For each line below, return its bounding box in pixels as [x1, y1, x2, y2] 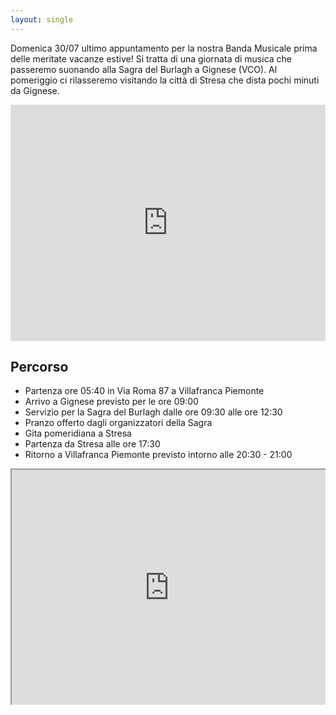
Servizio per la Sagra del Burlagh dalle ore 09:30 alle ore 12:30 [24, 406, 283, 418]
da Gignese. [10, 84, 60, 96]
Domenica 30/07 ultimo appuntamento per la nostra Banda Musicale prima [10, 42, 318, 54]
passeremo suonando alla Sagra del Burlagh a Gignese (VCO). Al [10, 63, 278, 75]
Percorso [10, 359, 69, 376]
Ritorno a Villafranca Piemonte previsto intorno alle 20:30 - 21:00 [24, 449, 293, 461]
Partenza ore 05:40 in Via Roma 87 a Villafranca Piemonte [24, 385, 265, 397]
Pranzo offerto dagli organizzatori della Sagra [24, 417, 213, 429]
